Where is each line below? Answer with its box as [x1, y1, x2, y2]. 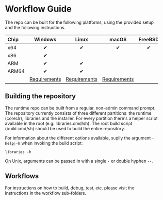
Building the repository [5, 92, 76, 100]
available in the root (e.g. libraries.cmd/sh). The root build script [5, 120, 132, 126]
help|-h [5, 141, 21, 146]
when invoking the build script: [21, 140, 83, 146]
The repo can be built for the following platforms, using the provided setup [5, 19, 154, 25]
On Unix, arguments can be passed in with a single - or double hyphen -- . [5, 158, 153, 164]
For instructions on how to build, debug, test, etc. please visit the [5, 185, 135, 191]
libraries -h [5, 149, 32, 154]
